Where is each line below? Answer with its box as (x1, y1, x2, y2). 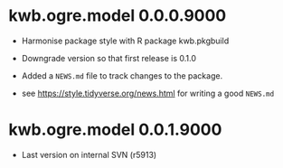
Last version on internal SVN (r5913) (21, 149, 157, 160)
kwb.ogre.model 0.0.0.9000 (8, 5, 227, 26)
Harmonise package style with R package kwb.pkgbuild (21, 35, 230, 46)
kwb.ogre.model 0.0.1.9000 (8, 119, 222, 140)
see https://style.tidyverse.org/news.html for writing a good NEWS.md (21, 88, 275, 98)
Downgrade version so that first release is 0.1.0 (21, 52, 196, 63)
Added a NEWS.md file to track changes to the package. (21, 70, 223, 81)
